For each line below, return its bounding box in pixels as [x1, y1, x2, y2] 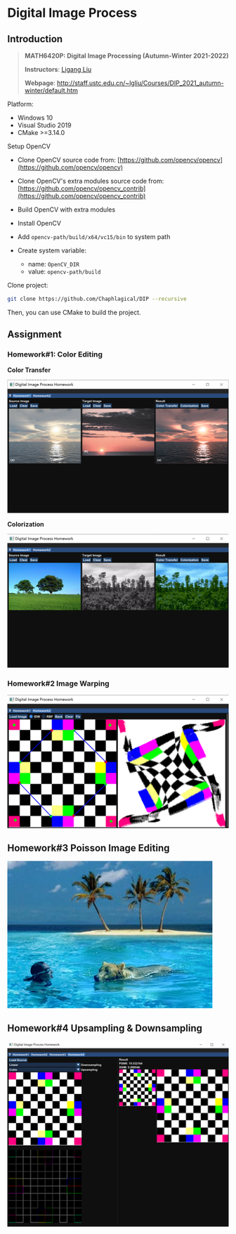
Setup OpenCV [7, 142, 51, 150]
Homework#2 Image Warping [7, 679, 110, 688]
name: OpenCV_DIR [27, 260, 79, 268]
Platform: [7, 100, 34, 108]
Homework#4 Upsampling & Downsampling [7, 1022, 202, 1034]
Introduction [7, 33, 63, 45]
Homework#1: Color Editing [7, 349, 103, 359]
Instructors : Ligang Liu [24, 65, 92, 73]
